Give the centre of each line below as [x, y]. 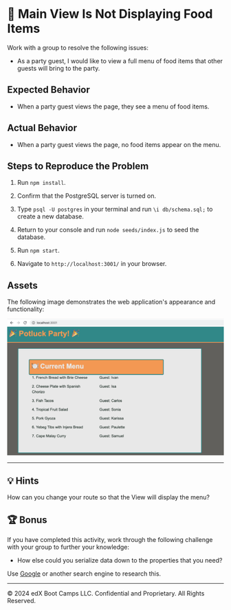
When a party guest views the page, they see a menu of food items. [113, 106]
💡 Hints [23, 481]
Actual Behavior [42, 128]
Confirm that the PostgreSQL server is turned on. [87, 196]
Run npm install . [42, 183]
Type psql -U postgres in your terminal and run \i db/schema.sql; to [115, 210]
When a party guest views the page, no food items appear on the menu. [119, 144]
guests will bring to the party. [58, 68]
